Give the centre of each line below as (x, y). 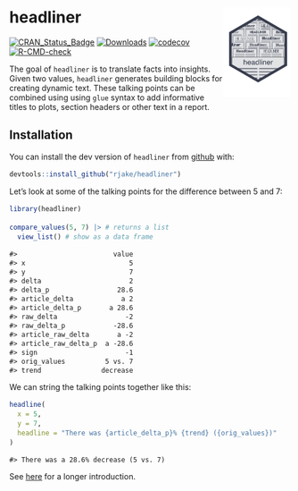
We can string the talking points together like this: (100, 387)
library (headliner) (46, 208)
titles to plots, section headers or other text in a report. (109, 106)
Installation (41, 135)
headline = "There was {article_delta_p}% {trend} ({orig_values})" (147, 433)
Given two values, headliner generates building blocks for (116, 78)
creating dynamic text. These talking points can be (103, 88)
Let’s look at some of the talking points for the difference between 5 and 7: (146, 191)
